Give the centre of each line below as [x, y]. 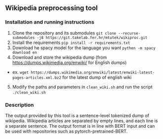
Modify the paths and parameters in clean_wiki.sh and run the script [82, 87]
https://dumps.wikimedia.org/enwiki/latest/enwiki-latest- [93, 72]
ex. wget [20, 72]
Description [20, 104]
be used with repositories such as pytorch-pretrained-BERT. [66, 131]
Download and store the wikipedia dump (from [60, 57]
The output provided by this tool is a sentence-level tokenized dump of [77, 115]
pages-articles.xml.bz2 [37, 78]
